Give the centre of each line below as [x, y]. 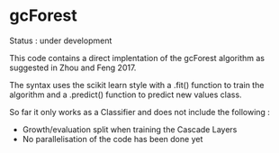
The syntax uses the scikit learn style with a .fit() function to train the [137, 85]
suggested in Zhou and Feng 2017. [73, 67]
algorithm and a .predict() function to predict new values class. [126, 94]
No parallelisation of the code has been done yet [112, 139]
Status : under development [61, 40]
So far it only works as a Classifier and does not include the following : [139, 112]
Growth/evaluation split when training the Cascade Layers [130, 129]
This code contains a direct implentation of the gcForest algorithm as [137, 58]
